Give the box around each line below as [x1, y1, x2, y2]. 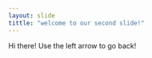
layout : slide [8, 11, 56, 20]
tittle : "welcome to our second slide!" [8, 19, 146, 27]
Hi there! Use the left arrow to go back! [8, 41, 137, 50]
